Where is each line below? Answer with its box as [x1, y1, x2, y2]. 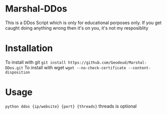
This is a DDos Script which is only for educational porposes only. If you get [5, 20, 162, 26]
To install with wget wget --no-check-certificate [24, 64, 126, 70]
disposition [5, 70, 30, 75]
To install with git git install [5, 59, 66, 65]
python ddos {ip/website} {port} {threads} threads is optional [5, 103, 137, 109]
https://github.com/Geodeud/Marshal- [68, 60, 147, 65]
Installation [5, 43, 53, 54]
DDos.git [5, 65, 24, 70]
